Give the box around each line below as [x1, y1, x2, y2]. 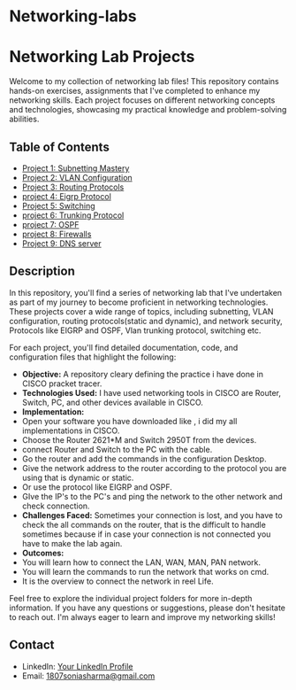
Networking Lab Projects [9, 47, 195, 67]
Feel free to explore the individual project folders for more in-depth [9, 593, 253, 603]
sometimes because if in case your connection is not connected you [21, 529, 271, 539]
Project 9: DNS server [21, 237, 102, 249]
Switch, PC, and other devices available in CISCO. [21, 397, 203, 407]
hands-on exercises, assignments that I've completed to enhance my [9, 86, 261, 97]
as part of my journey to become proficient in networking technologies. [9, 297, 269, 307]
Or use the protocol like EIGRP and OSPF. [21, 481, 172, 492]
